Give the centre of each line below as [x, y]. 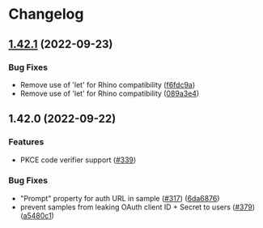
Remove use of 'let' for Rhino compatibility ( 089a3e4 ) [110, 93]
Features [26, 142]
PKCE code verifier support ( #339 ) [78, 160]
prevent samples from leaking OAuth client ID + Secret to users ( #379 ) [137, 207]
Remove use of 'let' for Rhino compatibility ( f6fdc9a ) [108, 84]
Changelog [46, 14]
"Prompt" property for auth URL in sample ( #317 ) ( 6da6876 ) [120, 198]
